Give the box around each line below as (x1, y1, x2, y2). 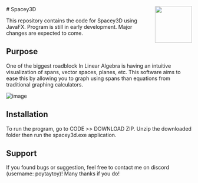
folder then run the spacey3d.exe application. (6, 131, 117, 138)
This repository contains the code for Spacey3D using (6, 17, 137, 24)
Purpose (6, 46, 38, 56)
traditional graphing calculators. (6, 81, 84, 88)
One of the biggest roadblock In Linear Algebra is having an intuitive (6, 62, 171, 69)
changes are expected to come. (6, 29, 84, 36)
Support (6, 148, 37, 158)
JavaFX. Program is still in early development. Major (6, 24, 133, 30)
